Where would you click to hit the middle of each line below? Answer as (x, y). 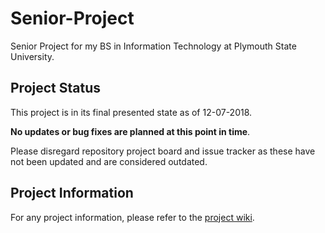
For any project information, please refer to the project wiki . (132, 217)
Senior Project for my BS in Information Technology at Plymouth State (153, 46)
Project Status (56, 88)
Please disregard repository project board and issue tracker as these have (163, 151)
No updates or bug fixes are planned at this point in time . (130, 131)
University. (32, 56)
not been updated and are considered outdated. (109, 161)
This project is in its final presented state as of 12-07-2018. (131, 112)
